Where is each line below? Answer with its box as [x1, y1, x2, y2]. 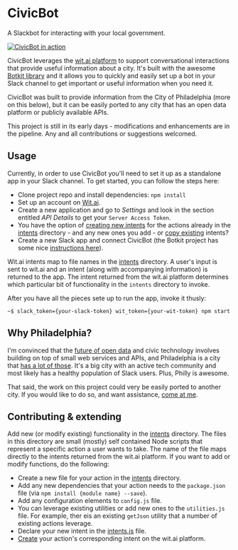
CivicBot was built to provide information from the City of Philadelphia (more [7, 93, 231, 101]
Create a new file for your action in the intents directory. [17, 474, 182, 482]
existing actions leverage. [17, 519, 93, 528]
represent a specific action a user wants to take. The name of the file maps [7, 444, 227, 454]
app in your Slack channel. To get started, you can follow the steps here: [7, 176, 220, 185]
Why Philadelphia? [7, 327, 92, 340]
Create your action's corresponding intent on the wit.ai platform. [17, 534, 206, 543]
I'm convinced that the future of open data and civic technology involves [7, 346, 220, 355]
